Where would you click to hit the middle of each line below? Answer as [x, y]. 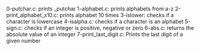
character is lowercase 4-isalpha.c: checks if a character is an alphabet [95, 21]
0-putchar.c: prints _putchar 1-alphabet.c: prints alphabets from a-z [90, 9]
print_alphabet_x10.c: [33, 15]
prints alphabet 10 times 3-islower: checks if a [117, 15]
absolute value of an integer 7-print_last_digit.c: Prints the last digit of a [95, 34]
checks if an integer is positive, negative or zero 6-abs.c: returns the [109, 28]
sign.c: [14, 28]
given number [23, 41]
